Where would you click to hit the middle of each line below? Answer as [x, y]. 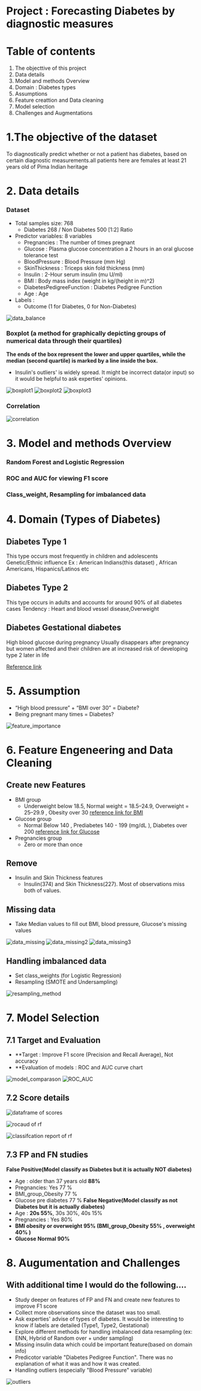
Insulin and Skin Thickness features [59, 878]
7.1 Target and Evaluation [53, 1040]
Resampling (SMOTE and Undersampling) [66, 982]
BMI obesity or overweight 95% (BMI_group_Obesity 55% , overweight [105, 1226]
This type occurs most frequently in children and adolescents [82, 556]
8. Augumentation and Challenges [93, 1263]
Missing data [31, 909]
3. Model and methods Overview [89, 443]
